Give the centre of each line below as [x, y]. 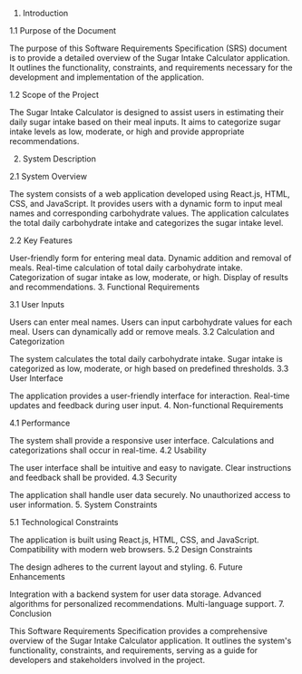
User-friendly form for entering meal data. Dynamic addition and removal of [151, 258]
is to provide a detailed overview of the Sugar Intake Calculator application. [150, 58]
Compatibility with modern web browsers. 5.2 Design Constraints [131, 549]
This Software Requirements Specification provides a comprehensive [139, 631]
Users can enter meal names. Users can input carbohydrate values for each [151, 322]
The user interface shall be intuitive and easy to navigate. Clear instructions [151, 468]
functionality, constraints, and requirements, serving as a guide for [134, 650]
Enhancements [37, 576]
